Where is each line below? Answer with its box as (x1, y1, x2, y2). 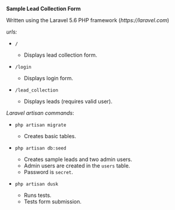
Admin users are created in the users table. (23, 162, 131, 169)
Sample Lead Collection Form (6, 5, 81, 12)
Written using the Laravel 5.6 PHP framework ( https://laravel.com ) (6, 17, 170, 23)
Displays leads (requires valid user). (23, 98, 113, 105)
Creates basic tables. (23, 133, 77, 139)
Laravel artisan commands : (6, 109, 75, 116)
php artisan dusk (14, 181, 59, 187)
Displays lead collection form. (23, 51, 98, 59)
